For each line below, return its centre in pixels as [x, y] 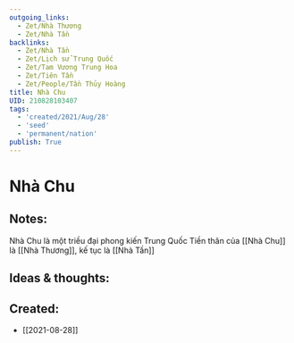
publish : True [36, 142]
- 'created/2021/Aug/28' [63, 117]
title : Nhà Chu [38, 92]
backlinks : [29, 42]
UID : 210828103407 [43, 100]
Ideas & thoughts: [59, 278]
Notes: [28, 219]
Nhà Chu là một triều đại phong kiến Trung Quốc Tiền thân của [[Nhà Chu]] [147, 240]
